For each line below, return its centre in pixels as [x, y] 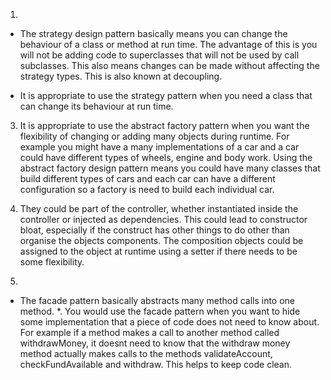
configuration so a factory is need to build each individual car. [147, 189]
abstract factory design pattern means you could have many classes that [170, 168]
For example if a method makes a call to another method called [149, 332]
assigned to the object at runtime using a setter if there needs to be [158, 251]
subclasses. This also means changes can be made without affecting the [169, 65]
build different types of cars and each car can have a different [147, 178]
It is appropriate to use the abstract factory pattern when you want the [164, 125]
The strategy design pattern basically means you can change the [153, 33]
